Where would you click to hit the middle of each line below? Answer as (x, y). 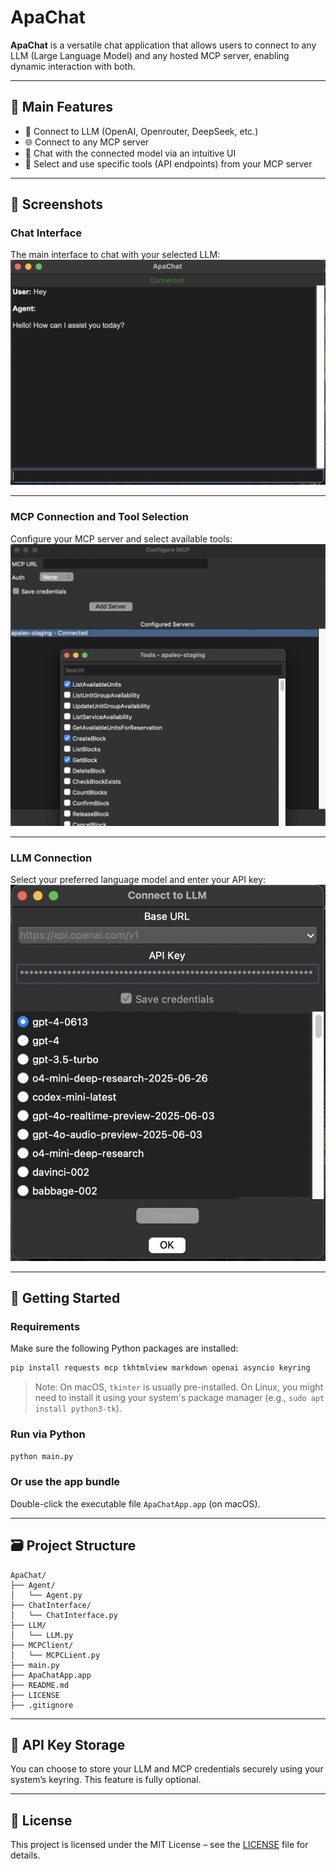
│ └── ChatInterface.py (64, 1615)
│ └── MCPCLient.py (55, 1655)
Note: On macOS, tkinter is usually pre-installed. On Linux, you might (179, 1387)
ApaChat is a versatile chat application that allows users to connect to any (163, 45)
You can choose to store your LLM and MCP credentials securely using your (167, 1769)
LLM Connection (51, 858)
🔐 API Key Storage (68, 1744)
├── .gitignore (42, 1705)
